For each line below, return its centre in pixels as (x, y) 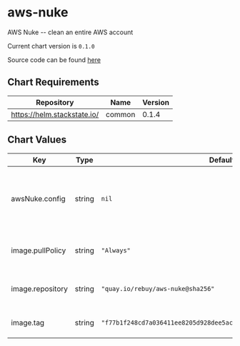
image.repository (40, 288)
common (121, 114)
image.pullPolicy (39, 250)
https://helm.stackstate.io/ (55, 114)
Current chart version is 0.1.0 (51, 46)
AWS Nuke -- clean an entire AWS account (70, 32)
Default (222, 160)
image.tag (28, 322)
